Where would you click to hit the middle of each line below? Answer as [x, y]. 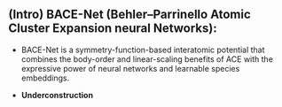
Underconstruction [57, 95]
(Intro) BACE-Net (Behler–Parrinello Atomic [130, 15]
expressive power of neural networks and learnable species [130, 68]
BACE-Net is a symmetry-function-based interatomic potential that [143, 50]
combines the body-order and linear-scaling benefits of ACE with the [147, 59]
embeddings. [45, 78]
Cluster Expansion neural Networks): [113, 29]
